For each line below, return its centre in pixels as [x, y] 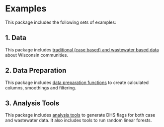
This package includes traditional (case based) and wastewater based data [82, 49]
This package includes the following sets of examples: [61, 22]
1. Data [16, 38]
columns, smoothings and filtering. [41, 87]
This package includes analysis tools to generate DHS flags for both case [80, 115]
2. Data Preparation [36, 70]
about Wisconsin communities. [37, 55]
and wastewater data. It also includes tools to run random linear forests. [79, 120]
